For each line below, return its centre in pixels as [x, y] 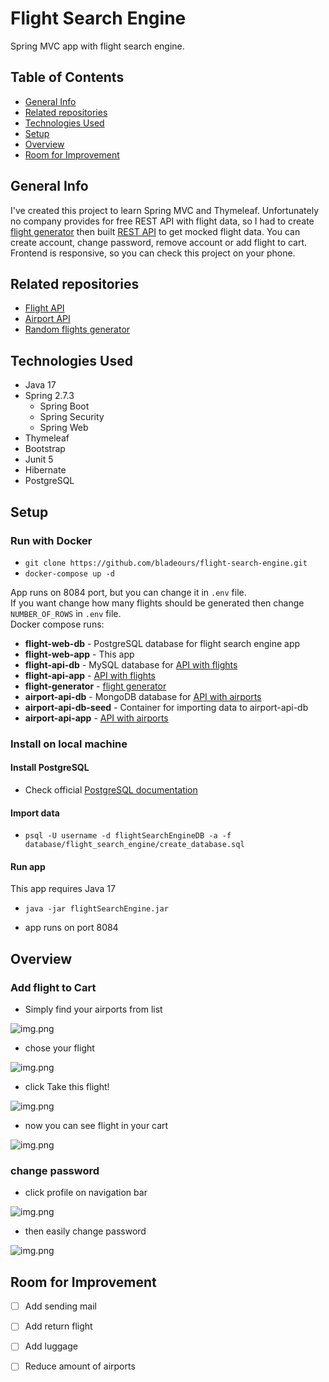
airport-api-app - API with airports [96, 718]
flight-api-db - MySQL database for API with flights [131, 664]
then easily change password [85, 1231]
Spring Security [72, 417]
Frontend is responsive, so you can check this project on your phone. [153, 253]
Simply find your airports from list [93, 1009]
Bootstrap [45, 449]
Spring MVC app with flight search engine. [97, 46]
